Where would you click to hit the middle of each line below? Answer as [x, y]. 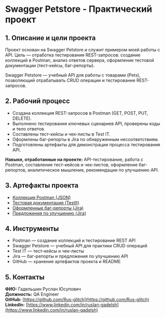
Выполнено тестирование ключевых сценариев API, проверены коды [86, 123]
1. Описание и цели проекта [50, 38]
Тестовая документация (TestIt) [46, 203]
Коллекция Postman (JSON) [41, 197]
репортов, [16, 170]
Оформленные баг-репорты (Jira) [48, 208]
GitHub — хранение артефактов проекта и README [66, 262]
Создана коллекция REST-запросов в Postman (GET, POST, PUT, [80, 113]
